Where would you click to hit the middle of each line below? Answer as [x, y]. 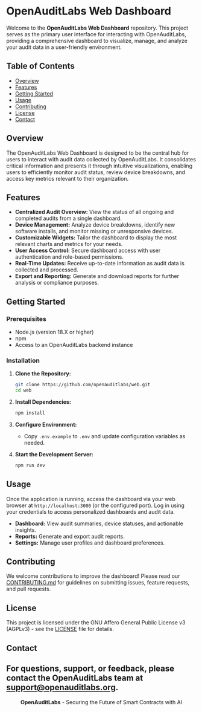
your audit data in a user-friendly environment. [64, 47]
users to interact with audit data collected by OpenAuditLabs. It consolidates [101, 159]
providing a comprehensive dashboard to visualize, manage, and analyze [97, 40]
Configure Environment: [46, 424]
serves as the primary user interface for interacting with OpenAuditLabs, [96, 34]
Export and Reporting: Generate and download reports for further [97, 276]
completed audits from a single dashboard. [68, 218]
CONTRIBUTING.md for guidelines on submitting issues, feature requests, [98, 583]
